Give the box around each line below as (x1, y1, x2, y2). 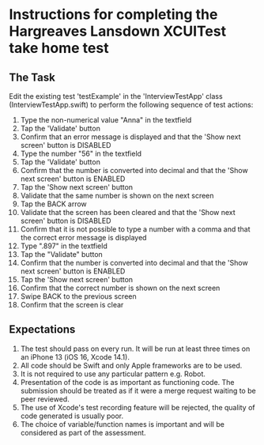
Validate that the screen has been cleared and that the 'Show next (20, 208, 236, 217)
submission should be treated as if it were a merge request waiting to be (20, 386, 256, 395)
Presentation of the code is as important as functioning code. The (20, 377, 236, 387)
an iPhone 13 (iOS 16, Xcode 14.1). (20, 352, 130, 361)
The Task (9, 70, 56, 84)
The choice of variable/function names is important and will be (20, 419, 224, 428)
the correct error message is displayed (20, 233, 147, 242)
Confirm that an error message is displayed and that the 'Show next (20, 132, 241, 141)
